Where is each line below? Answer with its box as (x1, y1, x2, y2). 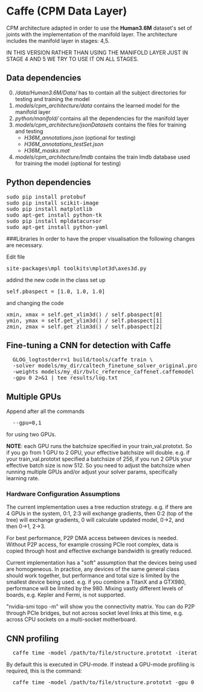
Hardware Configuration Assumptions (6, 490, 121, 498)
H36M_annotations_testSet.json (24, 140, 104, 148)
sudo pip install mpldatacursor (6, 217, 102, 225)
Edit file (6, 253, 25, 260)
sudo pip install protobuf (6, 193, 86, 200)
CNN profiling (6, 633, 59, 644)
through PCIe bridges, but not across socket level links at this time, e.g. (6, 610, 184, 617)
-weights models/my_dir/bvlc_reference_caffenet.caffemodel (12, 368, 195, 375)
